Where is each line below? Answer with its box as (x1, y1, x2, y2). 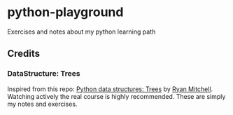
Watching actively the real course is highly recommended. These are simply (7, 92, 226, 100)
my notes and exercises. (7, 100, 78, 108)
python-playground (7, 4, 124, 20)
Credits (7, 48, 41, 60)
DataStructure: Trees (7, 69, 80, 79)
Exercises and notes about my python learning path (7, 27, 156, 36)
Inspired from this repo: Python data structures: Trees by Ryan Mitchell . (7, 85, 213, 93)
